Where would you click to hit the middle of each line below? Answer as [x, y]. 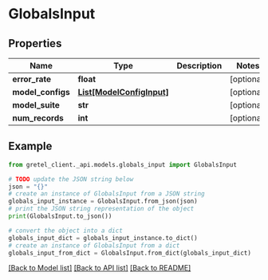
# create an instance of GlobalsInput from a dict [94, 245]
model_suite [36, 105]
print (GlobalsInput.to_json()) [60, 216]
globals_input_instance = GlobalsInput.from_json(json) [103, 201]
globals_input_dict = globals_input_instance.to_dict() [103, 238]
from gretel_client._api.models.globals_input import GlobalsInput [123, 164]
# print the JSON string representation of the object [101, 209]
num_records [38, 118]
